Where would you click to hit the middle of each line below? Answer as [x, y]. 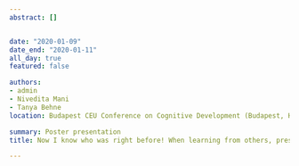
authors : [25, 83]
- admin [24, 91]
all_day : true [36, 58]
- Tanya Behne [36, 107]
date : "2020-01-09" [45, 41]
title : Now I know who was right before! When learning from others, [141, 140]
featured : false [39, 66]
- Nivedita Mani [39, 99]
